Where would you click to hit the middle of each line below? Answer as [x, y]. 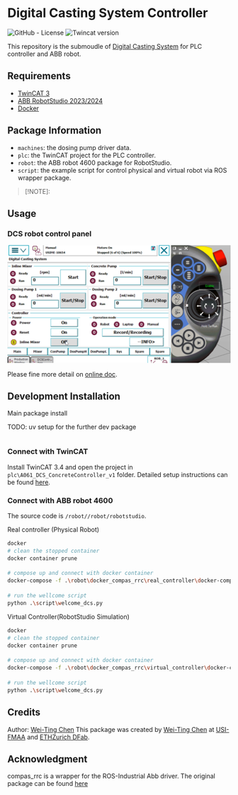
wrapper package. [44, 178]
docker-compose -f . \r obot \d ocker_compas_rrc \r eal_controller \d [104, 581]
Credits [24, 713]
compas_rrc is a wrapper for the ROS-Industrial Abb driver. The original [112, 776]
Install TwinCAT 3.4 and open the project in [70, 467]
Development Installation [64, 396]
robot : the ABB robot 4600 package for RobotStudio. [95, 162]
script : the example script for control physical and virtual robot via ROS [122, 170]
